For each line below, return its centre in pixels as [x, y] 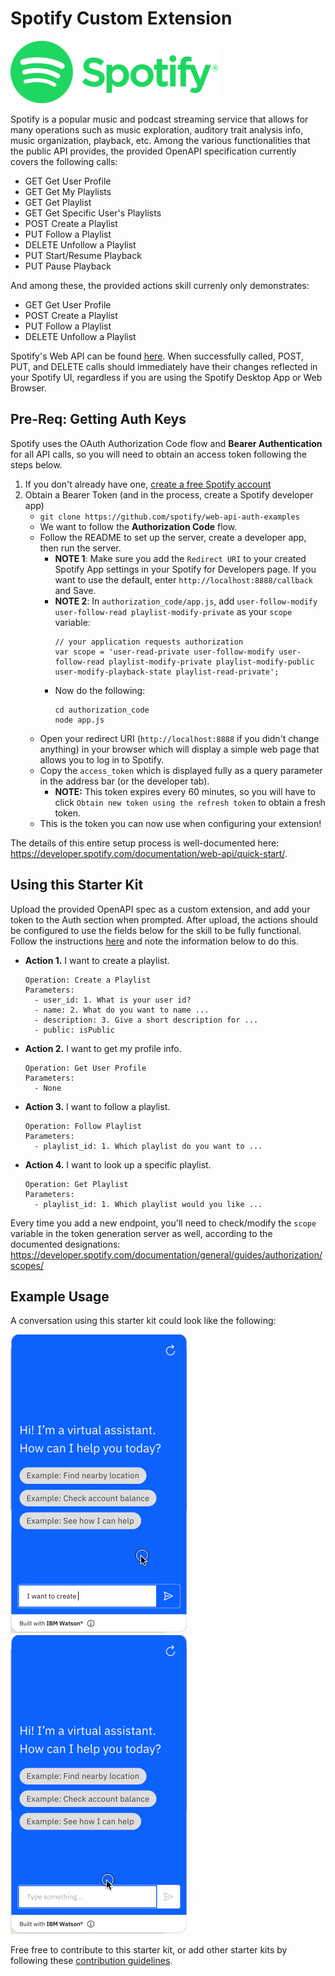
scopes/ [27, 1265]
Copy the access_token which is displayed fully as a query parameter [181, 770]
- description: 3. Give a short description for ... [146, 1020]
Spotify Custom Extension [121, 18]
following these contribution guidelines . [91, 1961]
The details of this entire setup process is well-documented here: [145, 843]
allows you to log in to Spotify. [102, 759]
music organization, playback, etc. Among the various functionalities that [160, 140]
